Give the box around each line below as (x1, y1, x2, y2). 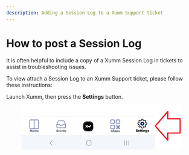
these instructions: (6, 81, 53, 88)
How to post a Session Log (6, 36, 142, 50)
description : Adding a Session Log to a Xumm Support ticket (6, 10, 164, 16)
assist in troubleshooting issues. (6, 63, 86, 70)
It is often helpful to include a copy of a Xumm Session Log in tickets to (6, 56, 183, 64)
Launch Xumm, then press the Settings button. (6, 93, 123, 100)
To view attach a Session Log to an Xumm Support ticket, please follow (6, 74, 183, 82)
